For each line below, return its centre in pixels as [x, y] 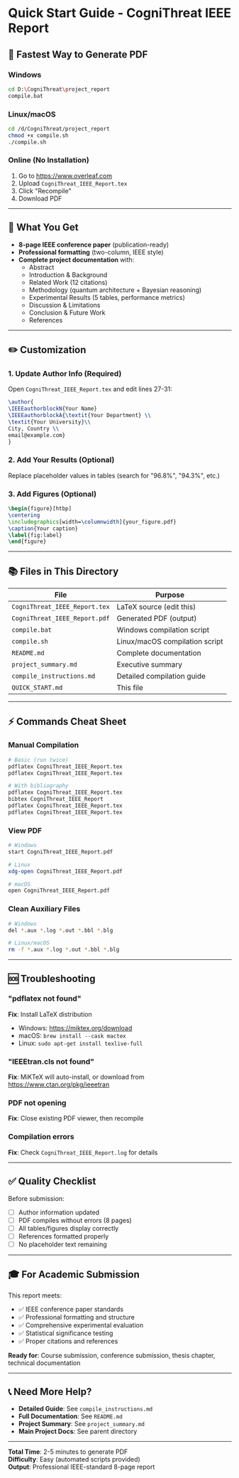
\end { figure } [27, 541]
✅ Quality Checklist [52, 1181]
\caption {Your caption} [43, 528]
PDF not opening [37, 1103]
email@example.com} [37, 435]
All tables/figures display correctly [68, 1228]
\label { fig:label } [35, 535]
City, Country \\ [34, 428]
